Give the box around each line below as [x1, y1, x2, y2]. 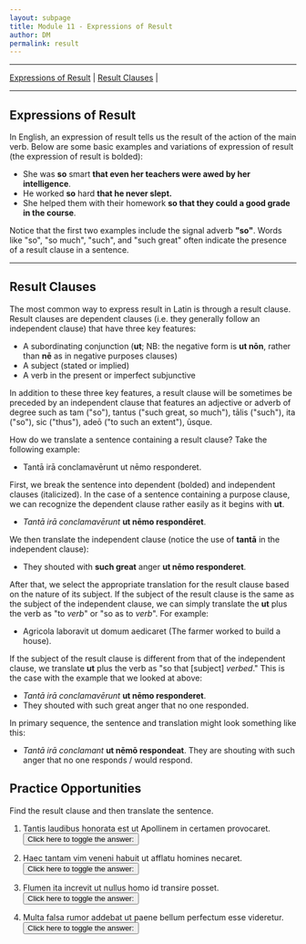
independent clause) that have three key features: [9, 323, 197, 334]
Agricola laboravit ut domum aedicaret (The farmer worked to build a [22, 626, 280, 637]
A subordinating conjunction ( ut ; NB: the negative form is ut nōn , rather [22, 340, 291, 351]
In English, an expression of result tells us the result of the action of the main [9, 131, 297, 142]
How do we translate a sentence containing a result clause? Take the [9, 434, 268, 445]
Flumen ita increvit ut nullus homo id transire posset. [22, 882, 219, 893]
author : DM [9, 30, 51, 39]
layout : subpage [9, 13, 71, 23]
